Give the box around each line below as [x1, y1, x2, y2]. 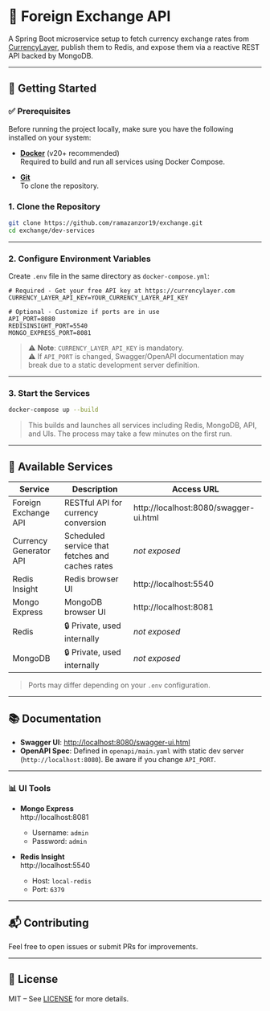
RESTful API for [63, 497, 123, 508]
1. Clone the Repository [8, 201, 100, 212]
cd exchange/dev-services [8, 226, 95, 234]
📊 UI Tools [8, 782, 51, 793]
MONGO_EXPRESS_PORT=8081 [8, 328, 92, 336]
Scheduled [63, 530, 105, 541]
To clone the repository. [19, 181, 99, 190]
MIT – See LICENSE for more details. [8, 993, 129, 1003]
